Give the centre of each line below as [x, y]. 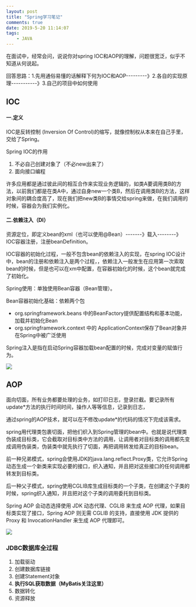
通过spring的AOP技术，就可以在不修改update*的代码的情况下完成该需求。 [95, 419]
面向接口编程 [30, 171]
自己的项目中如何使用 [72, 83]
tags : [13, 33]
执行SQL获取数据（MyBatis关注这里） [60, 584]
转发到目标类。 [24, 473]
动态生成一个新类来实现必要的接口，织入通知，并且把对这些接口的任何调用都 [98, 466]
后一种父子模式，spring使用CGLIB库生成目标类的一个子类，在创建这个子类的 [98, 486]
